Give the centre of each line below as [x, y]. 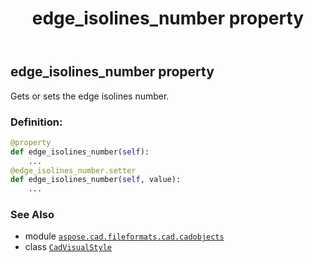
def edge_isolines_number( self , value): [96, 180]
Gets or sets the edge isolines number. [90, 96]
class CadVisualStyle [68, 247]
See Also [32, 215]
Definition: [36, 122]
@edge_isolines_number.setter [73, 170]
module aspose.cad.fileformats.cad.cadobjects [124, 236]
